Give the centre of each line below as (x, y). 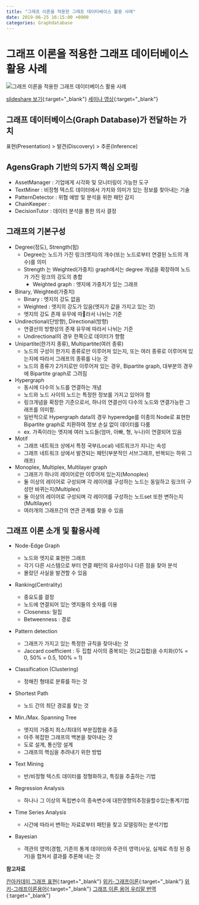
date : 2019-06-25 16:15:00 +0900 (48, 17)
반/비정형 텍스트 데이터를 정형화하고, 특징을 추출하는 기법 (90, 776)
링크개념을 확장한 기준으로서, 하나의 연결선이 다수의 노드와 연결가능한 (104, 402)
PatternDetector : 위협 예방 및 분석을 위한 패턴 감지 (75, 197)
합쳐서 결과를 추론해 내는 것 (68, 856)
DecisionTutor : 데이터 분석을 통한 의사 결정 (66, 211)
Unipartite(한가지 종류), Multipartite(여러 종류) (69, 343)
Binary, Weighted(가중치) (45, 292)
